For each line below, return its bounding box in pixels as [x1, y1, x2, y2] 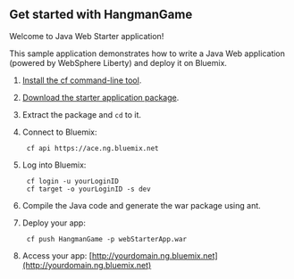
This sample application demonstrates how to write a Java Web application [9, 48, 286, 59]
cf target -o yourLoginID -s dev [26, 185, 151, 193]
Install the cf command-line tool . [21, 75, 142, 86]
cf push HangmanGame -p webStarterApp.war [26, 234, 188, 243]
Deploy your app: [21, 217, 87, 228]
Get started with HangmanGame [9, 7, 193, 22]
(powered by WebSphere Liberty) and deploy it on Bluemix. [9, 57, 228, 68]
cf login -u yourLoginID [26, 176, 119, 185]
